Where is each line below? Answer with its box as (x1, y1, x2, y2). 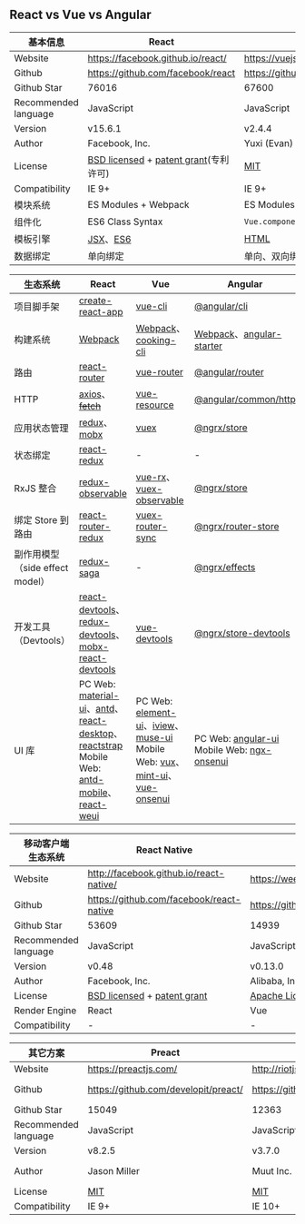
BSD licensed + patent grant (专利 (87, 153, 230, 166)
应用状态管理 (14, 421, 70, 434)
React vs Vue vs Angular (9, 7, 152, 23)
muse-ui (135, 731, 173, 744)
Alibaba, (249, 974, 285, 987)
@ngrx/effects (193, 560, 256, 573)
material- (78, 689, 120, 702)
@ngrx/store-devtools (193, 627, 290, 639)
